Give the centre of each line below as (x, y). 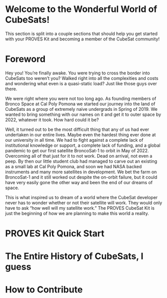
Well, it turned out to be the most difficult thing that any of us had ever (77, 129)
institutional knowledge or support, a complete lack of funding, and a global (83, 145)
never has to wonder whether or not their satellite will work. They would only (84, 203)
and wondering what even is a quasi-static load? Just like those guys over (81, 83)
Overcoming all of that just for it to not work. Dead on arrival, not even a (79, 156)
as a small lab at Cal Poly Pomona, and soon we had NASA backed (74, 166)
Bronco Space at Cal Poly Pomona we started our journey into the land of (80, 104)
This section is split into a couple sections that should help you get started (82, 33)
